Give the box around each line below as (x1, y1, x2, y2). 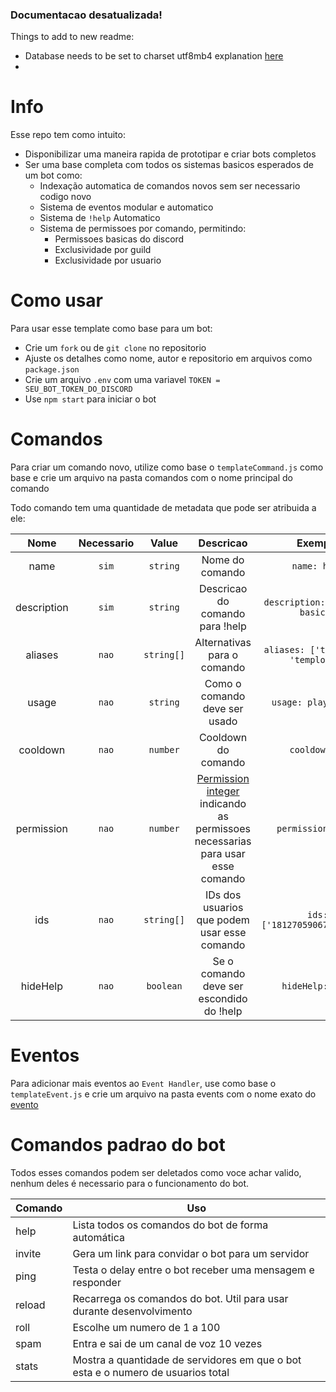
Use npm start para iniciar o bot (24, 393, 157, 405)
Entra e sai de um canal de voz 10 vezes (72, 1336, 263, 1350)
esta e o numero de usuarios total (72, 1365, 230, 1379)
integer (206, 784, 240, 798)
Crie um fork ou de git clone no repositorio (24, 342, 207, 354)
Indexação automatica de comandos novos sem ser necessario (39, 180, 301, 192)
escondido (198, 992, 248, 1006)
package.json (24, 365, 80, 375)
